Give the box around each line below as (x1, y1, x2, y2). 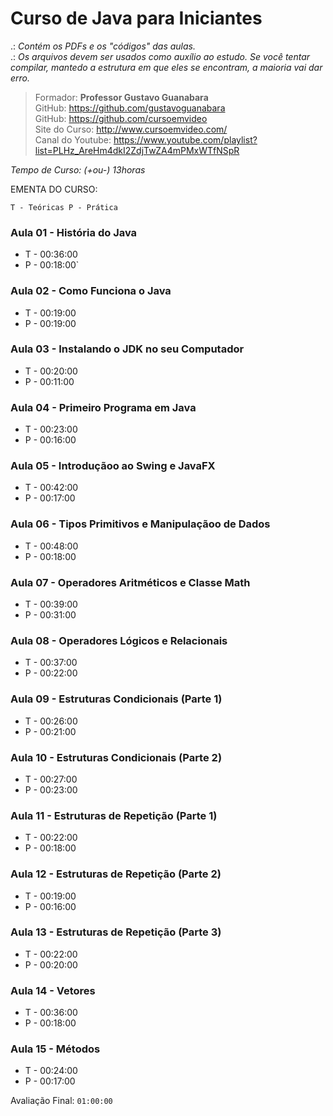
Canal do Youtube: (34, 133, 112, 146)
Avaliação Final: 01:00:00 (10, 1095, 113, 1107)
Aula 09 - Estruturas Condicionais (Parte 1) (10, 692, 223, 706)
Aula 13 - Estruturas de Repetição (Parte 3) (10, 925, 222, 939)
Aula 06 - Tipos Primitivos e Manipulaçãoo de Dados (10, 517, 271, 531)
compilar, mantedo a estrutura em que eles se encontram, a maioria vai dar (10, 61, 323, 73)
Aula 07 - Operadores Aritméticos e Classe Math (10, 575, 251, 589)
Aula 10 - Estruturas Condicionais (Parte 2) (10, 750, 223, 764)
